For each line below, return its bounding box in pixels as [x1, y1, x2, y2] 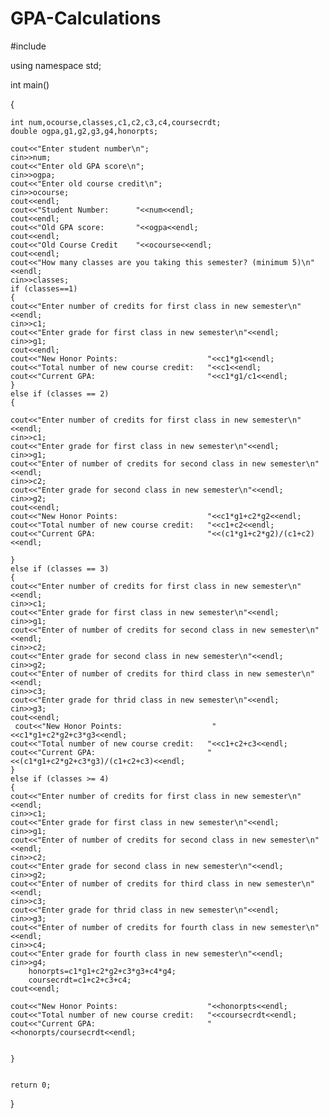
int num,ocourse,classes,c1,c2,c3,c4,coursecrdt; [10, 117, 222, 127]
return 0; [10, 1080, 52, 1090]
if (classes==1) [10, 283, 78, 294]
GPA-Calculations [10, 7, 162, 30]
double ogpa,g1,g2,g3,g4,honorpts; [10, 126, 159, 136]
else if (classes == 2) [10, 388, 110, 399]
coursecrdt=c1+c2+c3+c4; [28, 975, 132, 985]
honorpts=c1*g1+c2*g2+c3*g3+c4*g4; [28, 966, 177, 976]
